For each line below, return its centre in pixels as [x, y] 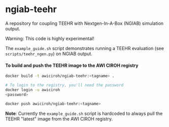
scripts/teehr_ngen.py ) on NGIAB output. [49, 54]
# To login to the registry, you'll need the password [64, 85]
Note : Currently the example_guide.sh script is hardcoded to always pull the [84, 113]
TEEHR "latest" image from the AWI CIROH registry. [59, 119]
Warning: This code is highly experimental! [50, 38]
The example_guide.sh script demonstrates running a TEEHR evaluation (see [84, 48]
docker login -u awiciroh [32, 90]
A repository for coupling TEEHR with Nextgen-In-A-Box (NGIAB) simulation [84, 23]
